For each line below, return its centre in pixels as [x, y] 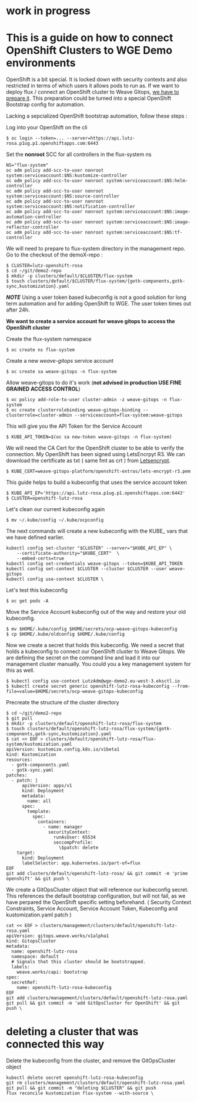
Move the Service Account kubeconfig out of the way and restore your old [96, 612]
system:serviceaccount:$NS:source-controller [63, 196]
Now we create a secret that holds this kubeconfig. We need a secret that [95, 645]
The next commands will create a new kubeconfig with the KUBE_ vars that [97, 531]
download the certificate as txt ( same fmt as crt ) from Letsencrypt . [89, 461]
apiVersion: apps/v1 [47, 786]
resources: [19, 760]
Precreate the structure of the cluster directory [63, 703]
